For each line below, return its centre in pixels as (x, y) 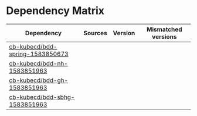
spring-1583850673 (39, 54)
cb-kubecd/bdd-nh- (39, 63)
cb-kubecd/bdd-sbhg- (42, 97)
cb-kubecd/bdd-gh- (39, 80)
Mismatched (164, 29)
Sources (95, 33)
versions (164, 36)
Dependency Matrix (55, 11)
